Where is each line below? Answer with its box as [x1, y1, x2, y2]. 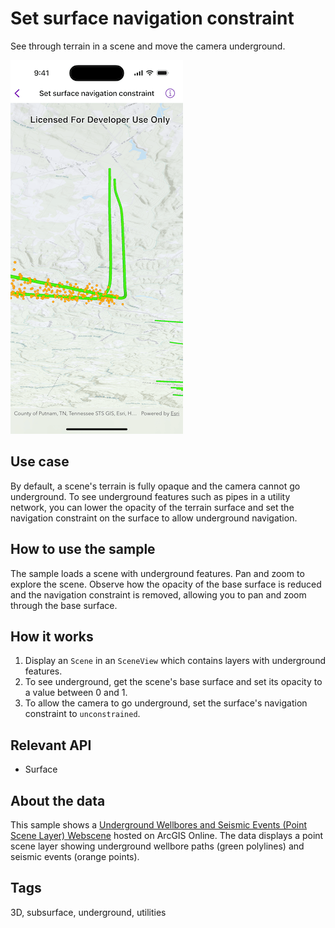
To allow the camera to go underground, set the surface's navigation [24, 697, 308, 709]
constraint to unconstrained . [24, 708, 141, 720]
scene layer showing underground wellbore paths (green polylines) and [10, 840, 305, 852]
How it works [10, 628, 94, 645]
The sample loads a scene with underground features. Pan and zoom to [10, 567, 305, 579]
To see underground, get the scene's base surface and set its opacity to [24, 676, 323, 688]
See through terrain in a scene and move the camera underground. [10, 40, 286, 52]
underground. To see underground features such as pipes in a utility [10, 490, 291, 502]
